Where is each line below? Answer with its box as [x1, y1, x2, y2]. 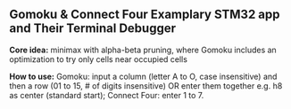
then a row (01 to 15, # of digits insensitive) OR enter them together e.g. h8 [9, 80, 283, 91]
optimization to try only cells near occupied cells [9, 53, 187, 65]
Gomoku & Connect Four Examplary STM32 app [9, 7, 280, 22]
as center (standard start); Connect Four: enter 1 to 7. [9, 90, 204, 100]
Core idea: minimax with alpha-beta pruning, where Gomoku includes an [9, 44, 277, 55]
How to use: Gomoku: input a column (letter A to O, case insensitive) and [9, 71, 278, 82]
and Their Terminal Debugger [9, 21, 177, 36]
